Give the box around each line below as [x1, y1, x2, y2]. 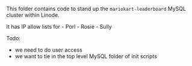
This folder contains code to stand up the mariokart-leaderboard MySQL [6, 5, 187, 12]
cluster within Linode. [6, 11, 60, 19]
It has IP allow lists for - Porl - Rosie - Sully [6, 23, 113, 30]
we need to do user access [14, 46, 82, 53]
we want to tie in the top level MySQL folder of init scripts [14, 53, 158, 59]
